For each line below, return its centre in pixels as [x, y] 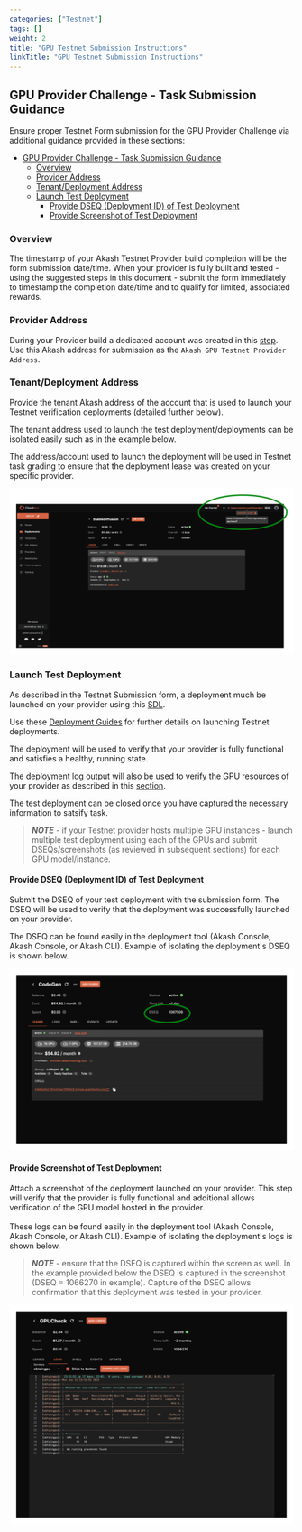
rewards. [26, 297]
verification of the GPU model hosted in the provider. [107, 1207]
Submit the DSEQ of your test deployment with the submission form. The [144, 900]
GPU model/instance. [71, 859]
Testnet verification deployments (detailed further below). [116, 412]
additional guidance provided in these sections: [97, 140]
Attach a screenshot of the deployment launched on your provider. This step [151, 1188]
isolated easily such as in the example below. [93, 439]
